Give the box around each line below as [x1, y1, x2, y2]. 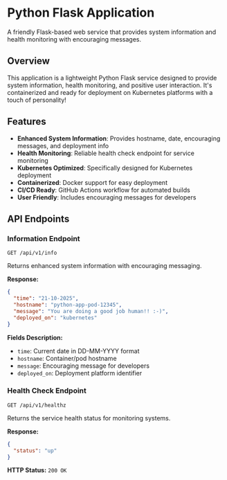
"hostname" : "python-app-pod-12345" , [13, 301, 122, 308]
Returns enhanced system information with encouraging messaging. [7, 262, 202, 270]
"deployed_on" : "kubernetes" [13, 314, 98, 321]
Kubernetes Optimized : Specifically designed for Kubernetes [17, 163, 193, 172]
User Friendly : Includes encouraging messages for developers [17, 193, 197, 202]
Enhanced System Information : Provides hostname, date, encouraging [17, 134, 221, 143]
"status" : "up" [13, 447, 57, 454]
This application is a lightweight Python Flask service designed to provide [7, 73, 217, 82]
